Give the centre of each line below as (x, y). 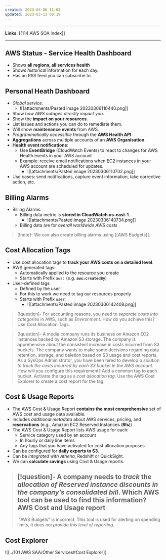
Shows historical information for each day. (55, 70)
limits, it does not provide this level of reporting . (66, 525)
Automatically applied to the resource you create (69, 273)
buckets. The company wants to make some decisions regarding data (88, 350)
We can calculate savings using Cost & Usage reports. (68, 461)
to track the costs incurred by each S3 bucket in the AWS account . (85, 365)
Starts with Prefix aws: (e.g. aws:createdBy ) (63, 278)
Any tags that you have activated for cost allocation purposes (82, 445)
